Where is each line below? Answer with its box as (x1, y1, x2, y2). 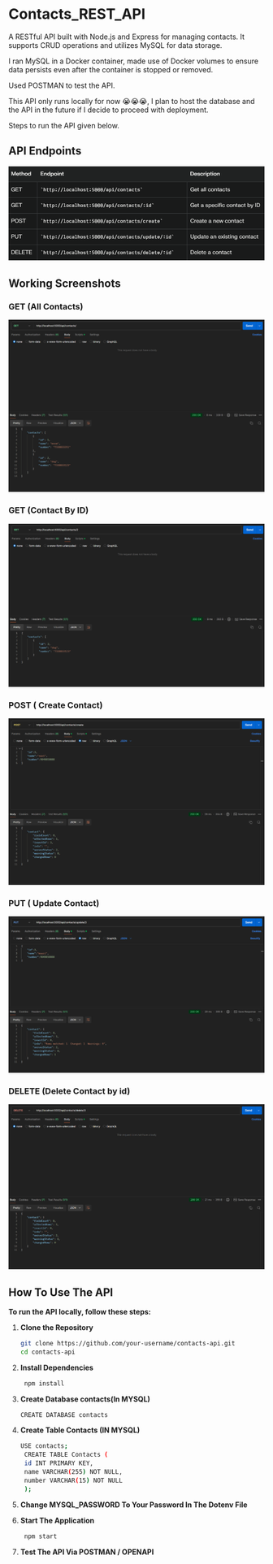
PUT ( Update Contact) (8, 897, 100, 908)
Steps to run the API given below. (8, 120, 119, 130)
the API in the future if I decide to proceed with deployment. (8, 105, 209, 115)
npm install (24, 1379, 65, 1388)
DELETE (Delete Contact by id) (8, 1085, 131, 1097)
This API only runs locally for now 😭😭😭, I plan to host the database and (8, 96, 255, 106)
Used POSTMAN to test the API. (8, 80, 115, 90)
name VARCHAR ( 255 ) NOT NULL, (24, 1468, 123, 1476)
